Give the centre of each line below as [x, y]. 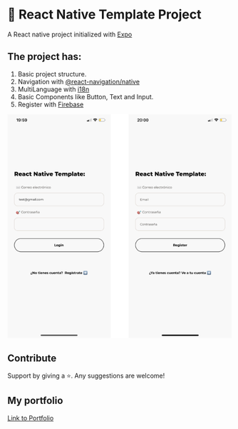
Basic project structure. [52, 74]
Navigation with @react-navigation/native [79, 81]
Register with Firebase [51, 104]
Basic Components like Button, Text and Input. [86, 96]
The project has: [45, 57]
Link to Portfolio [31, 418]
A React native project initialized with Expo [70, 34]
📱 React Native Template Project [104, 15]
